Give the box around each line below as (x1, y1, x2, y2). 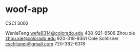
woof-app (5, 4, 48, 15)
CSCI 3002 (5, 20, 29, 26)
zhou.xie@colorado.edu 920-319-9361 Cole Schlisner (5, 35, 119, 41)
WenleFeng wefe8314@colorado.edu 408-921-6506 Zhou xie (5, 30, 135, 36)
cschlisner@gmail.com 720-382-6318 (5, 40, 86, 46)
